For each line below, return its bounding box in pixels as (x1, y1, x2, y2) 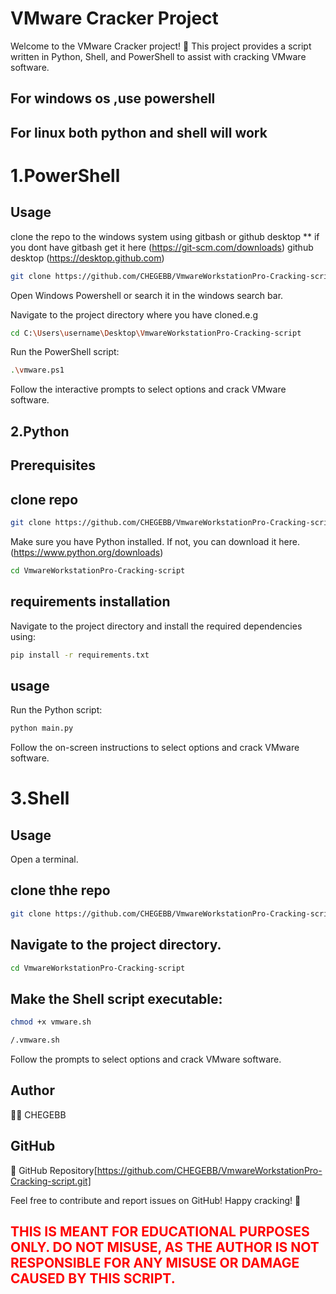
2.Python (10, 423, 70, 440)
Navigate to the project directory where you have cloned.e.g (10, 308, 259, 321)
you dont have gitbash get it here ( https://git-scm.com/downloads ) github (10, 241, 314, 253)
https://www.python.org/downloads (13, 546, 161, 558)
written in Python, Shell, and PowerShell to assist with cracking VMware (10, 50, 307, 62)
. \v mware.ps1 (10, 365, 65, 376)
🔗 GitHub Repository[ (10, 1164, 98, 1176)
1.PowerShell (10, 164, 121, 187)
